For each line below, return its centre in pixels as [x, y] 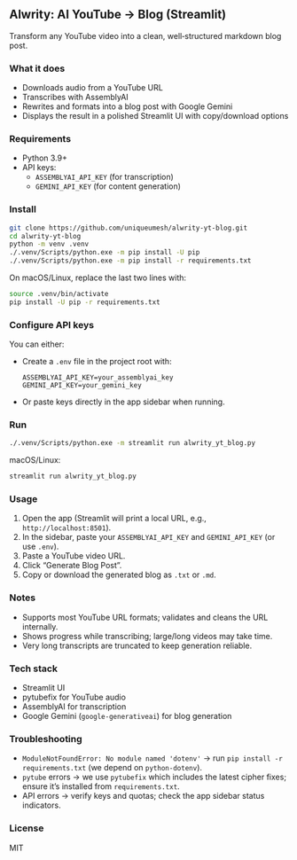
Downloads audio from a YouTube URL [93, 88]
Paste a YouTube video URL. [74, 556]
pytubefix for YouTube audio [74, 697]
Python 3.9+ [45, 158]
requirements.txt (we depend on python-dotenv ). [112, 768]
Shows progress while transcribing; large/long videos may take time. [147, 636]
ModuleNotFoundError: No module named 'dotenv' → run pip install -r [152, 758]
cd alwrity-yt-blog [45, 236]
